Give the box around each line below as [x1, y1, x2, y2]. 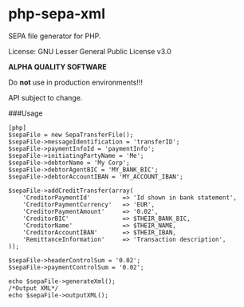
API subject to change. [8, 92, 83, 102]
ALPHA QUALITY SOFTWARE [8, 61, 108, 72]
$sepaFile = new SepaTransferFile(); [8, 131, 134, 139]
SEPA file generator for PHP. [8, 31, 101, 41]
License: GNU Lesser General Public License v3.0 [8, 46, 171, 56]
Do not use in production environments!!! [8, 77, 144, 87]
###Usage [8, 108, 44, 118]
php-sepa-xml [8, 5, 106, 23]
